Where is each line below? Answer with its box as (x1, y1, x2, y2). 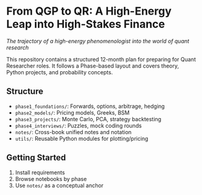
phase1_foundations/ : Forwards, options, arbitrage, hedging (15, 102, 165, 110)
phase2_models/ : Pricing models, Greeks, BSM (15, 108, 130, 116)
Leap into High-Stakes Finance (6, 17, 165, 31)
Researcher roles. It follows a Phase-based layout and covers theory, (6, 62, 179, 69)
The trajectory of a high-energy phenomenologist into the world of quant (6, 37, 190, 44)
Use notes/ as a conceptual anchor (15, 182, 104, 189)
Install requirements (15, 169, 65, 176)
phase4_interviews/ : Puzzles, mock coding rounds (15, 122, 142, 129)
